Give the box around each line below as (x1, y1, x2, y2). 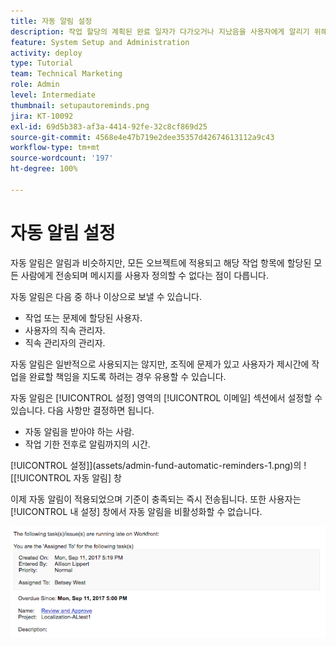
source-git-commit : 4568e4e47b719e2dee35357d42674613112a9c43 (10, 132, 275, 142)
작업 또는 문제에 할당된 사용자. (24, 311, 143, 324)
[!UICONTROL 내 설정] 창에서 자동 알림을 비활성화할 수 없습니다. (10, 505, 263, 517)
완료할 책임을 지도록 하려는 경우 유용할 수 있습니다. (28, 370, 227, 382)
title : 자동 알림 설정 (10, 16, 93, 26)
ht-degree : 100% (10, 164, 78, 174)
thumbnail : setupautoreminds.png (10, 100, 150, 110)
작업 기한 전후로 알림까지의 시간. (24, 438, 151, 450)
